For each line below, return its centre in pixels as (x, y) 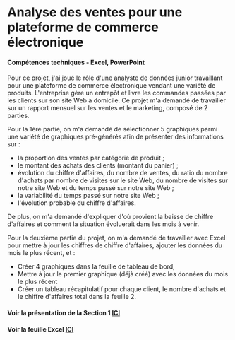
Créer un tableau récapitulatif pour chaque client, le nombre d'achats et (122, 289)
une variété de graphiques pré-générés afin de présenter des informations (115, 137)
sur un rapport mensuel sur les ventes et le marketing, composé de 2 (108, 108)
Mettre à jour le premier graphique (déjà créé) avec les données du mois (122, 274)
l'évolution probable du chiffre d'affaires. (77, 203)
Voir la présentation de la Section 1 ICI (64, 312)
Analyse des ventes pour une (95, 12)
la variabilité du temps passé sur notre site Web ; (89, 196)
